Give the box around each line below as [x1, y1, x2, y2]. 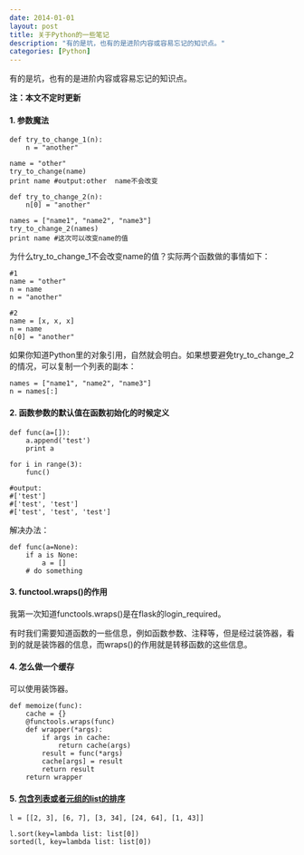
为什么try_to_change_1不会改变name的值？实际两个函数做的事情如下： [9, 251, 271, 262]
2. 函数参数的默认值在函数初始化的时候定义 [9, 407, 170, 418]
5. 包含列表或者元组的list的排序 [9, 792, 126, 803]
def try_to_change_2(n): [9, 192, 103, 202]
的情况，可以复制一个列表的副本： [9, 361, 137, 372]
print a [25, 443, 54, 453]
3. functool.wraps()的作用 [9, 587, 108, 598]
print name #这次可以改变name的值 [9, 234, 128, 243]
